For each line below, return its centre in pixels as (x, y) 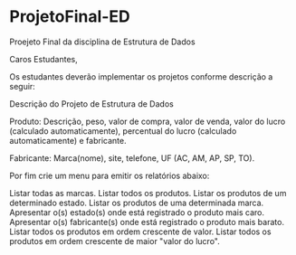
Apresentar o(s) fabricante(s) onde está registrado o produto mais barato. (147, 222)
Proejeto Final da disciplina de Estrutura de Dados (103, 42)
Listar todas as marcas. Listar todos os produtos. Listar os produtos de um (148, 193)
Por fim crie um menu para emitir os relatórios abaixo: (110, 175)
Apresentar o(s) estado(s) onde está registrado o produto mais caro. (137, 212)
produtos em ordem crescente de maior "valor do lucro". (115, 241)
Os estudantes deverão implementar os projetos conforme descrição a (141, 76)
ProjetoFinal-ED (70, 17)
